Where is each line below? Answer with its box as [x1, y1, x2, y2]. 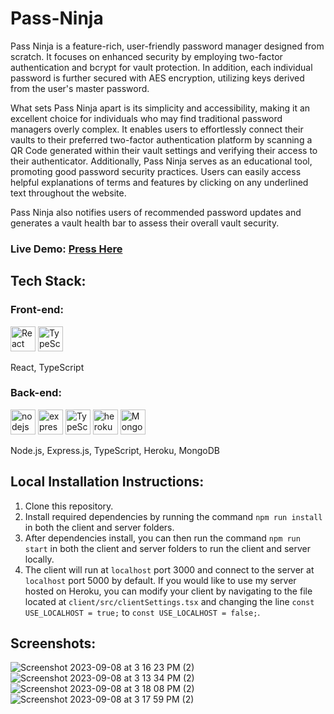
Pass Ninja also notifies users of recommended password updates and [10, 206, 302, 218]
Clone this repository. [24, 500, 114, 512]
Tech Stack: [10, 273, 87, 290]
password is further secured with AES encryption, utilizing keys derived [10, 72, 305, 84]
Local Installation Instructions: [10, 473, 205, 491]
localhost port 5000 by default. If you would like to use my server [24, 574, 297, 586]
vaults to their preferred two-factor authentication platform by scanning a [10, 133, 313, 146]
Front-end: [10, 303, 64, 317]
